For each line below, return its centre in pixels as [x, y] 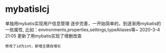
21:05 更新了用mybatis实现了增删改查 [44, 36]
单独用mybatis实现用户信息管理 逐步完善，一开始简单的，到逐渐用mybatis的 [83, 23]
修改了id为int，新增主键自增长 [33, 46]
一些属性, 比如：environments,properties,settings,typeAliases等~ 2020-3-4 [83, 29]
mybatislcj [27, 9]
